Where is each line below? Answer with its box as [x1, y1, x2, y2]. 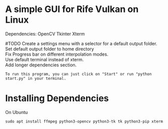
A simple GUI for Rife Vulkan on [5, 4, 139, 15]
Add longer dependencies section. [5, 62, 77, 68]
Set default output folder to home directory [5, 46, 94, 52]
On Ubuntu [5, 109, 28, 115]
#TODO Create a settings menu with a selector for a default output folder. [5, 40, 157, 46]
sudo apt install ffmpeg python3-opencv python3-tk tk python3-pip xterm [5, 119, 163, 124]
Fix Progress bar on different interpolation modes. [5, 51, 109, 57]
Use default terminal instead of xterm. [5, 56, 84, 62]
